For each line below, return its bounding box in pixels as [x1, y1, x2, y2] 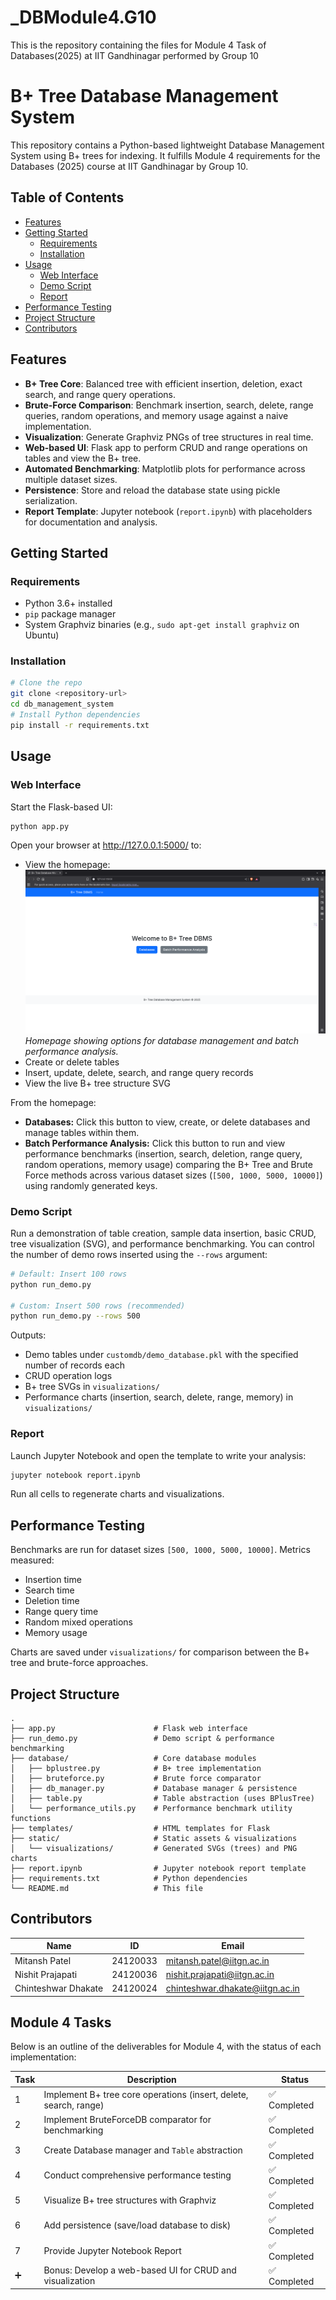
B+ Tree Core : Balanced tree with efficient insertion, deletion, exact [24, 377, 303, 390]
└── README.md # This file [10, 1884, 203, 1894]
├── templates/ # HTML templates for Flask [10, 1824, 271, 1834]
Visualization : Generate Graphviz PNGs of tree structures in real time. [24, 431, 314, 443]
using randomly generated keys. [24, 1179, 158, 1191]
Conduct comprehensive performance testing [43, 2169, 232, 2181]
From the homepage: [10, 1096, 97, 1108]
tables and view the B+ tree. [24, 452, 142, 464]
